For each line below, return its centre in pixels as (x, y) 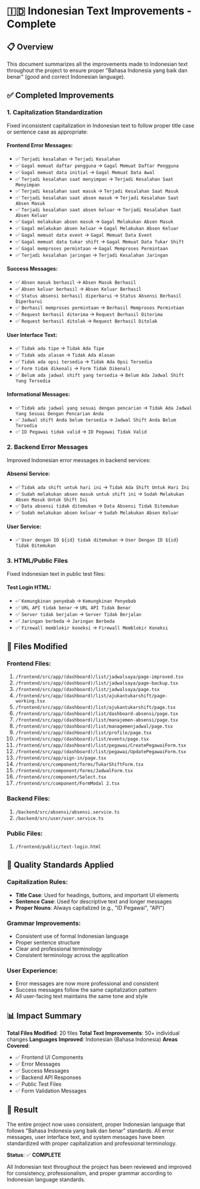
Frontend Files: (29, 664)
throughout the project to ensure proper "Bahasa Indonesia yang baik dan (97, 70)
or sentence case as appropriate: (47, 132)
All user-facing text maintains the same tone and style (82, 996)
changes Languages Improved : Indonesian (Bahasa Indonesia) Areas (92, 1039)
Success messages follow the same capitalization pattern (86, 990)
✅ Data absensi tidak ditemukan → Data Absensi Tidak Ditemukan (97, 506)
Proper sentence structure (48, 942)
